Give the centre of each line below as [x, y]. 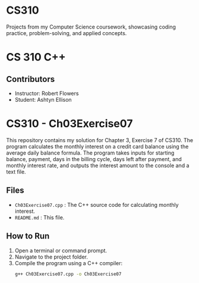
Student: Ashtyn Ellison [43, 99]
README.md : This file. [40, 217]
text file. [16, 172]
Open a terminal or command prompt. [61, 250]
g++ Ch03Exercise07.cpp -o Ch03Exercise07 [68, 274]
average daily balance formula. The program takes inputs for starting [90, 153]
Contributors [31, 79]
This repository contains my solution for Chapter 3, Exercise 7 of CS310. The [100, 140]
